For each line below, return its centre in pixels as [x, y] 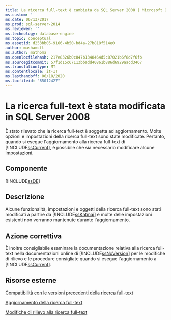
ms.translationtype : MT [31, 67]
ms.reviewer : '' [22, 29]
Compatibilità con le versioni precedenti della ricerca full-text [69, 293]
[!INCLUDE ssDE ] [23, 181]
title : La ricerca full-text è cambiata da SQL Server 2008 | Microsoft [84, 10]
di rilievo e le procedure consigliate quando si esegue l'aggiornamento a [81, 259]
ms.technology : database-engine [39, 34]
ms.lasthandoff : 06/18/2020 [35, 76]
